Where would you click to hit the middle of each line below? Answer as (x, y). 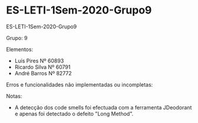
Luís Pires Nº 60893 (39, 61)
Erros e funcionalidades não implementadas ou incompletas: (80, 84)
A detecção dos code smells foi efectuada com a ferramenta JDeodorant (103, 107)
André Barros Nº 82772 (43, 73)
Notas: (14, 96)
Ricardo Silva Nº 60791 (42, 67)
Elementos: (20, 49)
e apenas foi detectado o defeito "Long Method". (74, 114)
